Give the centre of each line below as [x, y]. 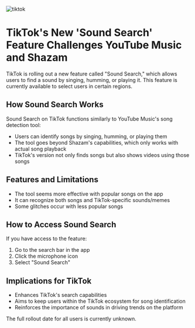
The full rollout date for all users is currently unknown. [71, 319]
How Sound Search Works [55, 105]
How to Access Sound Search [61, 225]
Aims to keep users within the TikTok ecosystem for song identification [100, 301]
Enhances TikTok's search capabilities [61, 295]
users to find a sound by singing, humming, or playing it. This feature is [92, 80]
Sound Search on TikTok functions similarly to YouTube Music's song [89, 119]
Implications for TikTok [49, 281]
